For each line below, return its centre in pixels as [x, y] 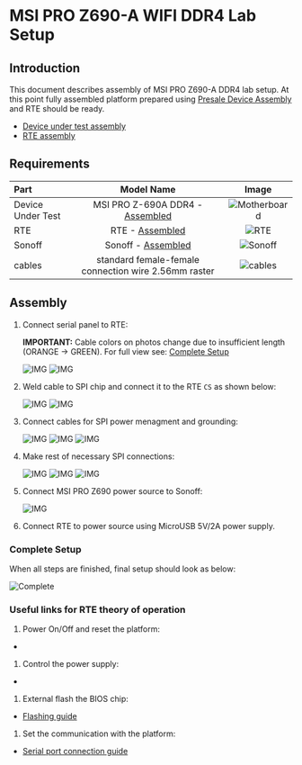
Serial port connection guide [75, 751]
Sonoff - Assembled [148, 245]
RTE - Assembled [148, 230]
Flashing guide [50, 716]
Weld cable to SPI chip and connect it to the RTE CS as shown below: [149, 386]
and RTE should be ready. [57, 108]
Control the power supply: [71, 664]
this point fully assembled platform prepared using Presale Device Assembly [151, 99]
